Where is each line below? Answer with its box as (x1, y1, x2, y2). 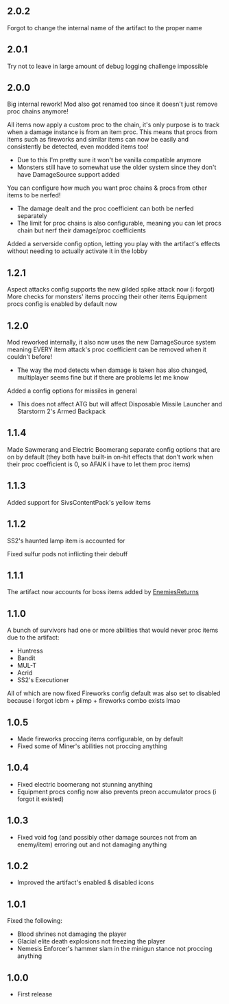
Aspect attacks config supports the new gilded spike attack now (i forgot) (7, 285, 215, 294)
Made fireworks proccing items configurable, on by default (16, 734, 184, 743)
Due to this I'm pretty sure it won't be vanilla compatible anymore (16, 156, 202, 164)
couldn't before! (7, 353, 53, 361)
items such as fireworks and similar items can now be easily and (7, 135, 189, 144)
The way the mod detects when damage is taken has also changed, (16, 366, 208, 374)
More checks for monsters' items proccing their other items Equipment (7, 292, 207, 301)
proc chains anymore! (7, 107, 69, 116)
